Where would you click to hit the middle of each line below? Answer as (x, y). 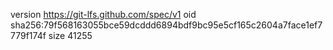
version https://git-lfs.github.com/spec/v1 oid (103, 14)
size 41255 (70, 35)
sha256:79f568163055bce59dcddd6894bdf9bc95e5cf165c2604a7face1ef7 (166, 25)
